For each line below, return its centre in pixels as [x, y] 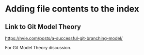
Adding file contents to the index [72, 9]
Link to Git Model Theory [43, 27]
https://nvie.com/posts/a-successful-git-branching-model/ [64, 38]
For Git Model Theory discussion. [38, 48]
